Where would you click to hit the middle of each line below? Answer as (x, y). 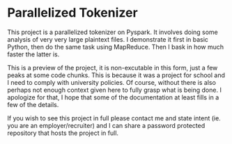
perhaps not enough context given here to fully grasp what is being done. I (114, 90)
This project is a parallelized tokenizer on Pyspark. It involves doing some (113, 32)
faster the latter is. (33, 54)
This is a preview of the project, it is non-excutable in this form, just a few (113, 67)
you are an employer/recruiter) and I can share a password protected (106, 125)
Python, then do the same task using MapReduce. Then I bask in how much (116, 47)
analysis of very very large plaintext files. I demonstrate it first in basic (108, 39)
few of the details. (33, 104)
